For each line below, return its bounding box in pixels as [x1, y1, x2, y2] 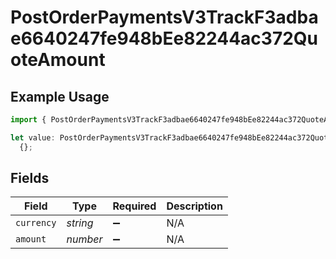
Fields [10, 170, 50, 187]
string [66, 216, 94, 230]
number [66, 232, 103, 246]
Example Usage [10, 88, 110, 105]
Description [166, 199, 223, 213]
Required [112, 199, 157, 213]
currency [15, 217, 57, 229]
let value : [10, 132, 56, 143]
